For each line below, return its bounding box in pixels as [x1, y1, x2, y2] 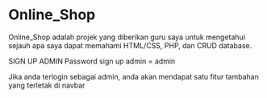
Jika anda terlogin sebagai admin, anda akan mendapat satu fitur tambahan [8, 71, 260, 81]
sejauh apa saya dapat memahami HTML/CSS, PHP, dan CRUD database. [8, 40, 252, 50]
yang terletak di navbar [8, 80, 86, 90]
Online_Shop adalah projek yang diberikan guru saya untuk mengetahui [8, 32, 246, 42]
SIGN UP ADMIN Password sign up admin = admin [8, 56, 176, 66]
